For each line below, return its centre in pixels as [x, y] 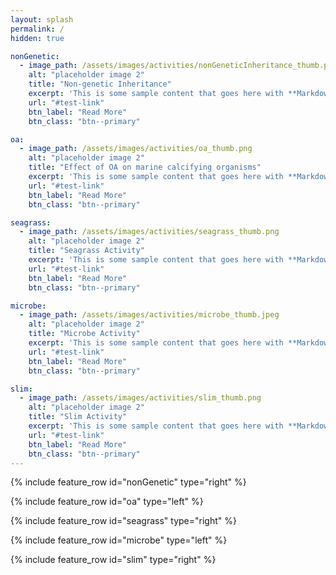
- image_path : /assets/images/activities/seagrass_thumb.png [149, 232]
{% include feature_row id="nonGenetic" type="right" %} [128, 482]
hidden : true [37, 38]
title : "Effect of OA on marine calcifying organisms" [145, 167]
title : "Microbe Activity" [84, 334]
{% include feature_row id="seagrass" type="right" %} [123, 521]
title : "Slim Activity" [78, 417]
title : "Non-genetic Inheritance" [100, 84]
